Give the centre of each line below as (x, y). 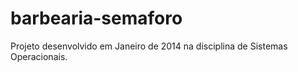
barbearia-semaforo (96, 18)
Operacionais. (39, 56)
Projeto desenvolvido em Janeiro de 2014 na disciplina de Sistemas (149, 46)
